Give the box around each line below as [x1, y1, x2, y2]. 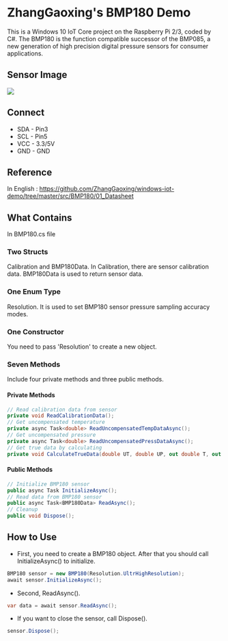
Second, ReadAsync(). [16, 589, 81, 597]
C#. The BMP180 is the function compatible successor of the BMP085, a [7, 34, 211, 42]
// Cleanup [7, 506, 38, 513]
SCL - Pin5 [16, 132, 48, 140]
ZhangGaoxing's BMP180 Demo [7, 5, 191, 21]
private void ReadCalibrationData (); [7, 412, 115, 419]
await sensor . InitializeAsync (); [7, 577, 102, 583]
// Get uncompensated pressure [7, 431, 96, 439]
